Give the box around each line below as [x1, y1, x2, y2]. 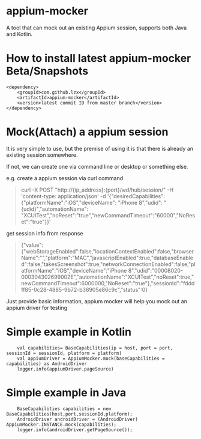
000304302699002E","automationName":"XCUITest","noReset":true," [20, 273, 194, 280]
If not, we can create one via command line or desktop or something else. [6, 163, 188, 170]
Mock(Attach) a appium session [6, 125, 169, 139]
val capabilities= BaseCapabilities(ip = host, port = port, [17, 345, 173, 351]
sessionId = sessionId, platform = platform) [6, 350, 122, 356]
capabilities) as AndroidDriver [6, 360, 87, 367]
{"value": [20, 241, 44, 249]
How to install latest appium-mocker [6, 52, 191, 65]
